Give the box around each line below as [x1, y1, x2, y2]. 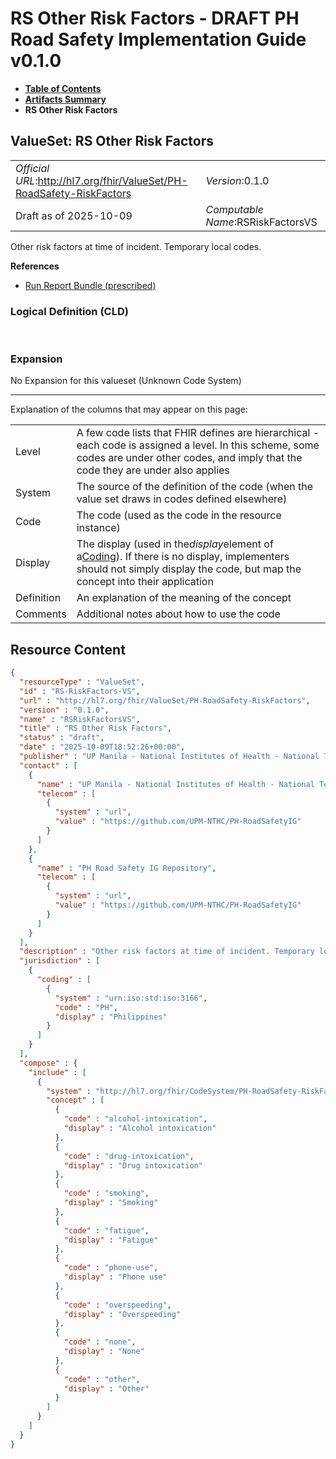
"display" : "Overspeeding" [63, 1309, 182, 1319]
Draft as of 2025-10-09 [15, 208, 133, 222]
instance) [76, 521, 121, 535]
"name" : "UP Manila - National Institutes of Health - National [36, 779, 315, 789]
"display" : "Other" [63, 1383, 150, 1394]
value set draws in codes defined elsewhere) [76, 492, 288, 506]
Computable [205, 202, 264, 216]
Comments [15, 607, 67, 621]
